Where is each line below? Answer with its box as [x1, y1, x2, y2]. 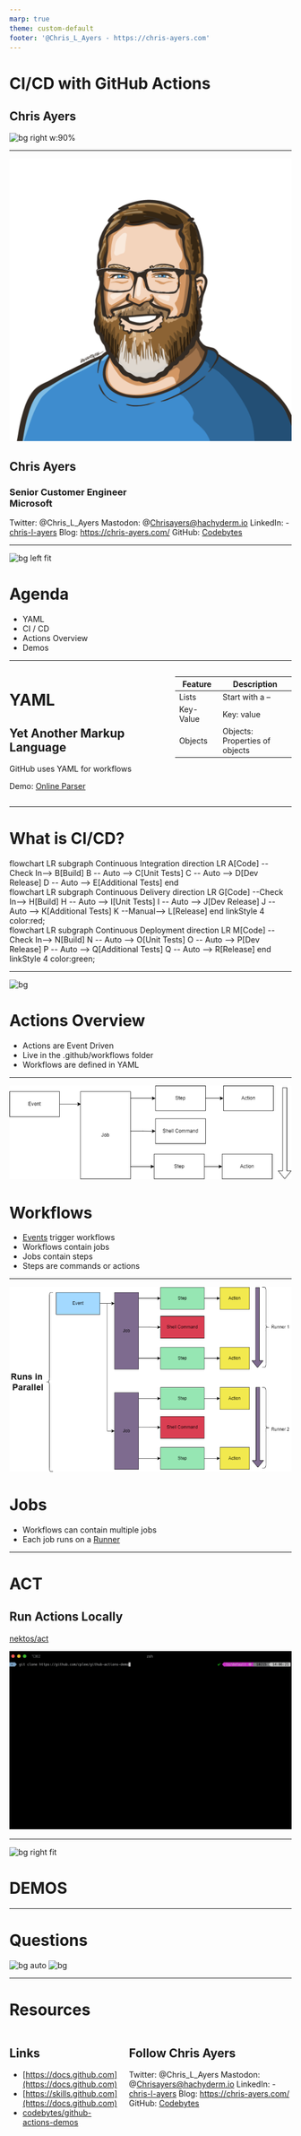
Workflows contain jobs [21, 1242, 110, 1253]
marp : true [9, 14, 50, 23]
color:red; [9, 915, 46, 925]
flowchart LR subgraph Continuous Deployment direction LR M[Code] [9, 925, 266, 935]
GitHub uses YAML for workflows [9, 763, 133, 774]
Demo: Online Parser [9, 781, 86, 791]
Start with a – [222, 691, 271, 702]
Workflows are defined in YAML [21, 1059, 140, 1070]
